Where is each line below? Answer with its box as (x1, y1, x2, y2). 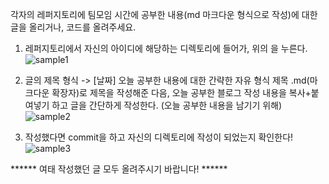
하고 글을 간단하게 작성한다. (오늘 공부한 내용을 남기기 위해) (51, 99, 283, 111)
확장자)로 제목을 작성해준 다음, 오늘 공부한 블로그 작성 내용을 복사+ (51, 87, 312, 98)
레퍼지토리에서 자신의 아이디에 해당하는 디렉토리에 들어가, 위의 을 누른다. (24, 43, 308, 54)
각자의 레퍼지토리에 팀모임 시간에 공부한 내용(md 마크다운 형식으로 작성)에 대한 (10, 9, 318, 20)
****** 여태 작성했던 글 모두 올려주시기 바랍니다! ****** (10, 163, 228, 175)
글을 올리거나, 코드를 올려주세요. (10, 21, 137, 33)
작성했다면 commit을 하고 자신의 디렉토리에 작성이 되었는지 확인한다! (24, 131, 294, 143)
